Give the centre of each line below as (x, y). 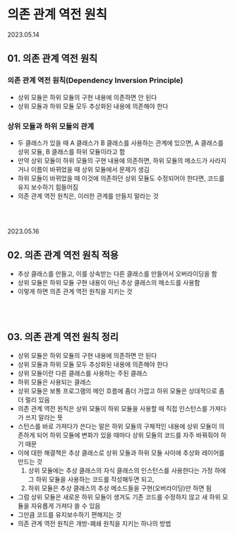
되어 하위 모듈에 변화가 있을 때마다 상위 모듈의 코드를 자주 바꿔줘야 (128, 435)
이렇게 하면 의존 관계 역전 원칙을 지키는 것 (75, 291)
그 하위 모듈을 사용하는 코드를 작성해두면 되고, (91, 479)
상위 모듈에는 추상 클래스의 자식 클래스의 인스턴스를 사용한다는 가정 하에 (127, 470)
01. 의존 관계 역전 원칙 (53, 58)
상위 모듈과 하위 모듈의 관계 (51, 126)
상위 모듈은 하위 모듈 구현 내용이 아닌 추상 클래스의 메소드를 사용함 (109, 282)
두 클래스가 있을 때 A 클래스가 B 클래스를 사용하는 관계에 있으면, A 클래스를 (120, 143)
